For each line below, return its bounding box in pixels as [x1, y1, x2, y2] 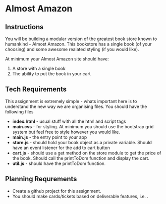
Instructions [5, 23, 44, 31]
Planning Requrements [5, 175, 77, 183]
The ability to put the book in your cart [12, 71, 91, 77]
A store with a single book [12, 65, 66, 71]
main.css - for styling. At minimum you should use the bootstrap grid [12, 123, 154, 129]
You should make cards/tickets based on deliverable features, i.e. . [12, 193, 149, 199]
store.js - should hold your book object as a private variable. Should [12, 139, 152, 145]
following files [5, 108, 34, 114]
